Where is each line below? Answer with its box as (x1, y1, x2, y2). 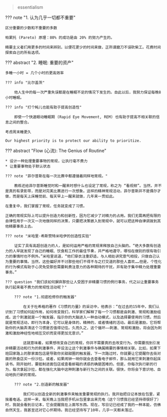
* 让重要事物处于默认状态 (5, 164, 51, 169)
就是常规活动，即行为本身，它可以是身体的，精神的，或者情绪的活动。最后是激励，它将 (5, 320, 158, 325)
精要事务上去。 (8, 224, 35, 229)
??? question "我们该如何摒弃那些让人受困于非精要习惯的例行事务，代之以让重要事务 (5, 279, 159, 284)
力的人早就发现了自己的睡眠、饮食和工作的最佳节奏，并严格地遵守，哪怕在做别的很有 (5, 248, 154, 253)
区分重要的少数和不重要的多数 (5, 25, 57, 30)
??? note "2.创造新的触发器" (14, 382, 69, 387)
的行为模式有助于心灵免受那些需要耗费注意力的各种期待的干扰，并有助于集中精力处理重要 (5, 264, 161, 269)
